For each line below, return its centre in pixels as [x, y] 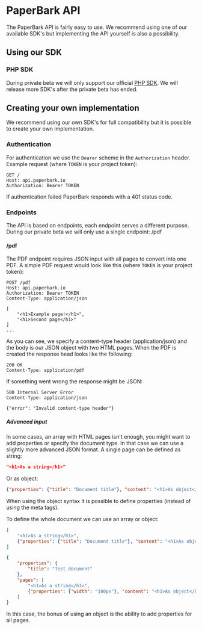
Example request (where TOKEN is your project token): [72, 164]
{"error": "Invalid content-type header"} [60, 409]
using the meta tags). [32, 507]
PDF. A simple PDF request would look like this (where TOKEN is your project [99, 265]
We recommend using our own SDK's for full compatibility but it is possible [99, 122]
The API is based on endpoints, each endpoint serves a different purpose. [98, 226]
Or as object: [22, 478]
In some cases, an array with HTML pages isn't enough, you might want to [98, 437]
